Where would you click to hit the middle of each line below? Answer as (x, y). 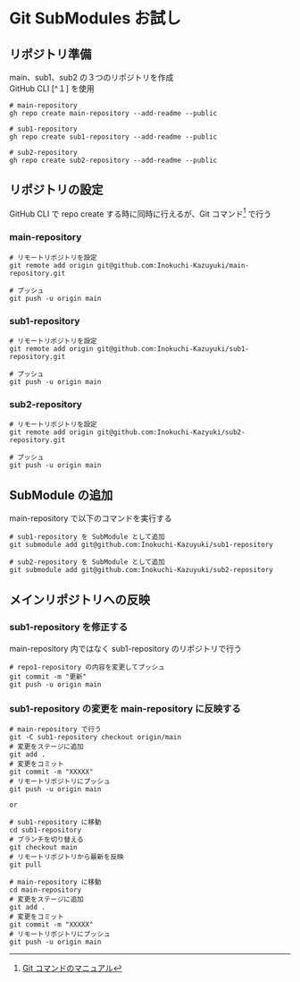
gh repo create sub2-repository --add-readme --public (113, 160)
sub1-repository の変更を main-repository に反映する (125, 708)
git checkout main (43, 848)
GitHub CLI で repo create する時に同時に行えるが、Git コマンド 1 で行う (141, 213)
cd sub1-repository (46, 830)
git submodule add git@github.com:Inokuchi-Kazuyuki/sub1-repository (142, 545)
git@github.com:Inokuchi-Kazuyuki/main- (173, 265)
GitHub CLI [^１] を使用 (52, 89)
